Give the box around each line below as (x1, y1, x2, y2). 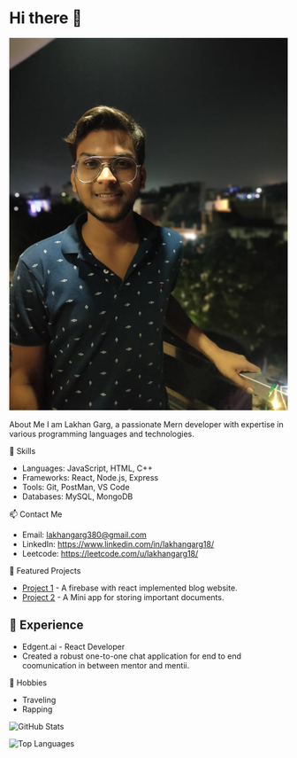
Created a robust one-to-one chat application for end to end (21, 651, 241, 661)
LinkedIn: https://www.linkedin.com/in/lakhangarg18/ (21, 538, 215, 549)
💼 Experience (9, 618, 84, 633)
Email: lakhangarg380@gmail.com (21, 529, 148, 540)
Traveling (21, 694, 57, 705)
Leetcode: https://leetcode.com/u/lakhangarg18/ (21, 548, 199, 559)
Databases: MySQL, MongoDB (21, 491, 133, 502)
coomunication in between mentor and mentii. (21, 660, 190, 670)
